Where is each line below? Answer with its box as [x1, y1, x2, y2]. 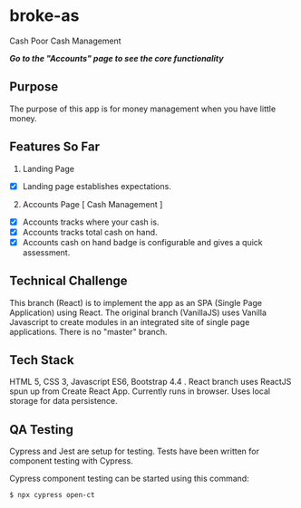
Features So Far [9, 139, 100, 155]
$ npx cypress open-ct [9, 491, 95, 500]
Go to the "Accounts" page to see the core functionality [9, 53, 224, 63]
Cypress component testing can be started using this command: [9, 473, 249, 484]
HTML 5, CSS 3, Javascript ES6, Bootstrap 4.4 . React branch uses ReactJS [9, 377, 292, 388]
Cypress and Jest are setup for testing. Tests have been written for [9, 446, 260, 457]
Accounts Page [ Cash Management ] [22, 198, 163, 209]
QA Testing [9, 422, 74, 437]
